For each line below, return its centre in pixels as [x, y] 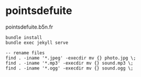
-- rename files [25, 53]
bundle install [24, 37]
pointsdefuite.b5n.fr [29, 27]
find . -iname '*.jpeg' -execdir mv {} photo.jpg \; [71, 58]
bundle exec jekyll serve [37, 43]
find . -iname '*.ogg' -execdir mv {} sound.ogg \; [69, 68]
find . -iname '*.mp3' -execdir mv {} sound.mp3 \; [69, 63]
